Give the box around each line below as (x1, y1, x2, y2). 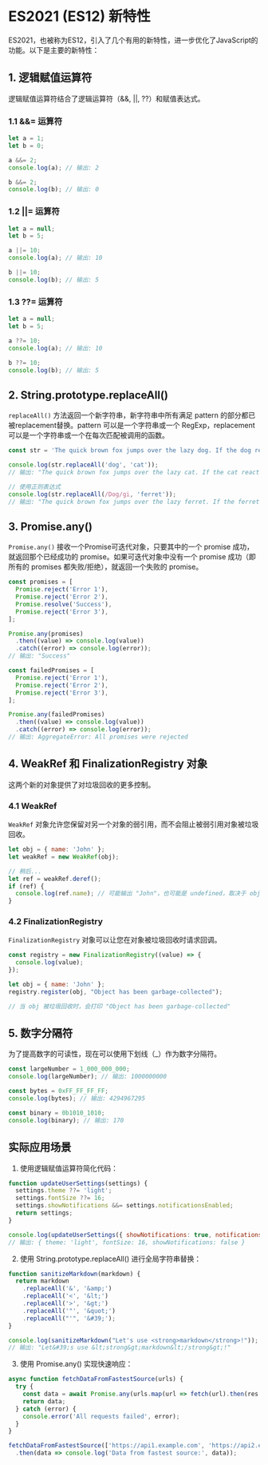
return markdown (15, 1277, 69, 1285)
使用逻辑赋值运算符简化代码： (19, 1163, 118, 1173)
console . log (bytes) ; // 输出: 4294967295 (8, 1095, 146, 1103)
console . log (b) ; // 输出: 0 (8, 186, 100, 194)
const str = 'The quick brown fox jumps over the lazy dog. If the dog (8, 446, 251, 454)
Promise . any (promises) (8, 630, 84, 638)
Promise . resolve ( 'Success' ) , (15, 600, 112, 608)
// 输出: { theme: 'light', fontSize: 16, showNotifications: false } (8, 1238, 246, 1247)
